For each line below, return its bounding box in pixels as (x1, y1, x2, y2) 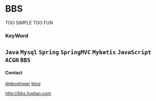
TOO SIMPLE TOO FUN (5, 20, 53, 26)
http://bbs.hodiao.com (5, 90, 52, 96)
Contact (5, 69, 23, 75)
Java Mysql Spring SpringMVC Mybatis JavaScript (5, 49, 151, 56)
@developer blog (5, 81, 41, 87)
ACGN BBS (5, 56, 31, 64)
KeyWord (5, 32, 29, 39)
